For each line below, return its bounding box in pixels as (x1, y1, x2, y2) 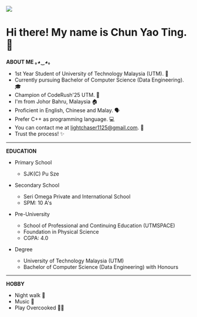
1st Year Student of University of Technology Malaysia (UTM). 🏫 (14, 70, 169, 77)
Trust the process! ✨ (14, 130, 64, 137)
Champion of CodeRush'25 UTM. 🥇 (14, 91, 100, 98)
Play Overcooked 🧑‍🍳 (14, 304, 64, 311)
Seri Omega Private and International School (23, 193, 131, 200)
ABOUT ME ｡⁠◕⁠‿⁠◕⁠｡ (6, 58, 51, 65)
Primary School (14, 158, 52, 166)
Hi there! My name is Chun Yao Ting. (6, 26, 187, 39)
